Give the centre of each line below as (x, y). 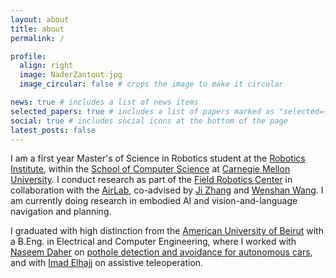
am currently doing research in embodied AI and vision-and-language (154, 201)
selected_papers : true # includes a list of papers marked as (142, 111)
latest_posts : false (53, 130)
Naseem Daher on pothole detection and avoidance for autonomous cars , (161, 252)
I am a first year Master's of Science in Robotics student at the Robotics (158, 158)
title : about (37, 29)
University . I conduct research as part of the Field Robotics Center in (151, 180)
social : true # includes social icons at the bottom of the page (149, 121)
